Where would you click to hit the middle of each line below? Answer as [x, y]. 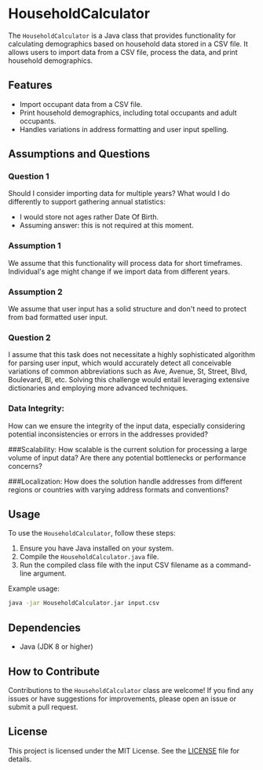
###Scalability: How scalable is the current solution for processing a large [128, 449]
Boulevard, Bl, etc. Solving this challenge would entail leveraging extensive [129, 380]
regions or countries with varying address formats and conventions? [119, 489]
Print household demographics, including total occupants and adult [128, 112]
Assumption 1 [35, 246]
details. [20, 759]
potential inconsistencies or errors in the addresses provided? [108, 434]
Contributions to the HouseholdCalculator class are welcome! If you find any [131, 690]
